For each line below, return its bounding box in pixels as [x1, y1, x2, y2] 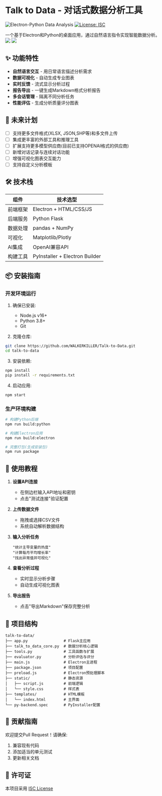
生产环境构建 [5, 405, 37, 412]
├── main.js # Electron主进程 [5, 659, 98, 665]
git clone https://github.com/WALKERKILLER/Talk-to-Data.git [5, 344, 136, 349]
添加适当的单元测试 [12, 748, 53, 754]
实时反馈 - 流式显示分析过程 [12, 81, 70, 87]
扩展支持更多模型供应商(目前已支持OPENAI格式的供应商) [12, 143, 129, 149]
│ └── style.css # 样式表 [5, 686, 80, 691]
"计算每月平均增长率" [12, 550, 51, 555]
